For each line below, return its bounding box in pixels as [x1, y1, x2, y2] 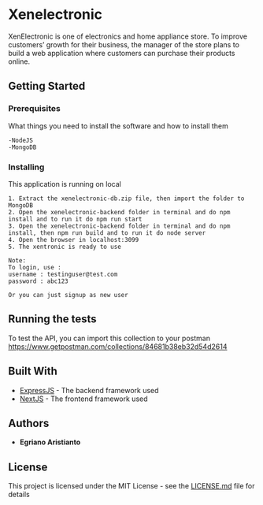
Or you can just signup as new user [8, 291, 128, 299]
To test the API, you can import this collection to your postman [8, 333, 211, 343]
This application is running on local [8, 179, 122, 188]
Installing [8, 162, 45, 173]
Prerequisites [8, 103, 61, 114]
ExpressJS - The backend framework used [19, 385, 159, 395]
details [8, 490, 30, 499]
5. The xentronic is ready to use [8, 243, 122, 251]
